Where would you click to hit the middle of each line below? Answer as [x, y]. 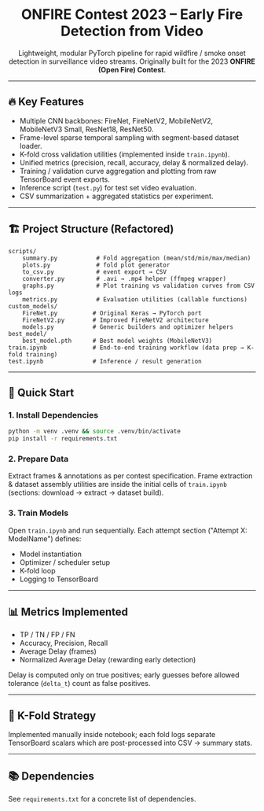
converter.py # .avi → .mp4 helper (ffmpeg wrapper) [124, 278]
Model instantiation [51, 554]
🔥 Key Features [46, 102]
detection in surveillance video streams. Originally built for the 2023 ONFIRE [132, 61]
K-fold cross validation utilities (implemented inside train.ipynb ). [125, 154]
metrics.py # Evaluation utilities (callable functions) [135, 299]
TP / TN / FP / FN [48, 635]
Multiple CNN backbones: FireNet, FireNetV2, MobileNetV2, [116, 120]
